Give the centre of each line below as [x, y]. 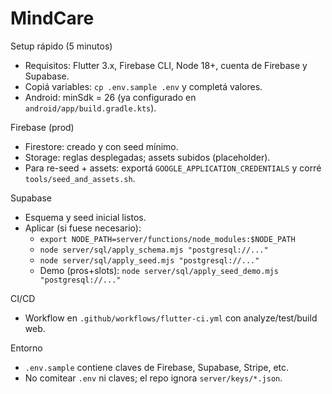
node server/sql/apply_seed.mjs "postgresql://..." [149, 260]
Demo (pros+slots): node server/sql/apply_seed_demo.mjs [159, 270]
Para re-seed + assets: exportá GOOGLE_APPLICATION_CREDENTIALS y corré [173, 168]
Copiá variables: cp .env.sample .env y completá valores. [143, 86]
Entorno [26, 348]
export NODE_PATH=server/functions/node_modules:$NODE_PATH [167, 239]
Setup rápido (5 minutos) [61, 46]
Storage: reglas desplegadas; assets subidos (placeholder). [147, 157]
